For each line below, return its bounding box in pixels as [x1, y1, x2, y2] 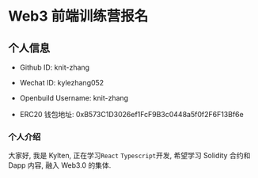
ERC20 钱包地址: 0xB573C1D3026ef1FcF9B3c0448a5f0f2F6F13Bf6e [19, 110, 244, 119]
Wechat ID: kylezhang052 [19, 78, 104, 87]
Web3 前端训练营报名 [8, 7, 149, 25]
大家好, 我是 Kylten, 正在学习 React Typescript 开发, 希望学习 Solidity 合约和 [8, 151, 251, 161]
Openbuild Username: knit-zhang [19, 93, 129, 103]
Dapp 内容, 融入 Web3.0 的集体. [8, 161, 112, 170]
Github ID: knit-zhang [19, 62, 89, 72]
